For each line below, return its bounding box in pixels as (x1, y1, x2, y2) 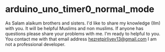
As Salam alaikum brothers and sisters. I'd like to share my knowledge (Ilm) (5, 20, 161, 26)
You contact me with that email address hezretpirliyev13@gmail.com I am (5, 36, 157, 42)
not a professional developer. (5, 41, 66, 47)
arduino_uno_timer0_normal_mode (5, 3, 154, 15)
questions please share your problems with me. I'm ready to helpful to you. (5, 30, 160, 36)
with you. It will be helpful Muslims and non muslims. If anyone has (5, 25, 144, 31)
